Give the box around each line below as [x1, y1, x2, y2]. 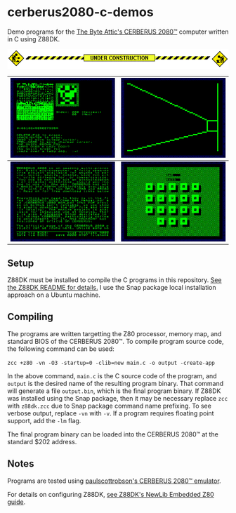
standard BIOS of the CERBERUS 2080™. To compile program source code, [7, 337, 224, 345]
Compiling [7, 311, 54, 323]
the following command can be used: [7, 345, 114, 353]
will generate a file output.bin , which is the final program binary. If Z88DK [7, 387, 221, 395]
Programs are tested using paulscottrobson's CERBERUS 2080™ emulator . [7, 477, 221, 485]
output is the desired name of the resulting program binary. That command [7, 379, 224, 387]
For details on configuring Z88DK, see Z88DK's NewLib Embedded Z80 [7, 490, 214, 498]
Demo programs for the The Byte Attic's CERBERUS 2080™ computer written [7, 27, 229, 36]
